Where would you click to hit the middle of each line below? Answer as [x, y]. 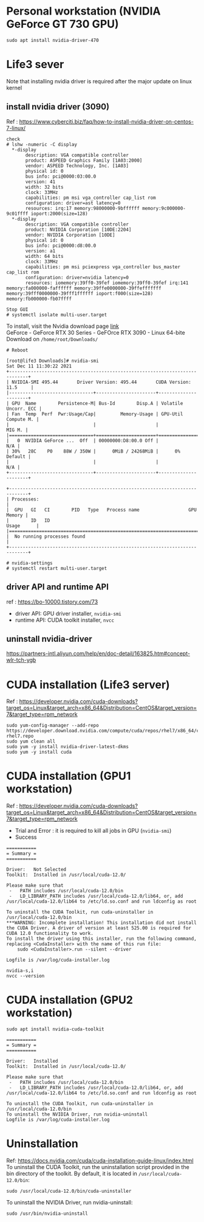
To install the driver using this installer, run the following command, [102, 939]
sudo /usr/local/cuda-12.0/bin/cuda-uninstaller [69, 1191]
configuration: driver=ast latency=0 [73, 203]
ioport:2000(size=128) [59, 214]
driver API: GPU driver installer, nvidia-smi [68, 613]
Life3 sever [35, 64]
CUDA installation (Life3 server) [88, 685]
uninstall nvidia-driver [49, 639]
